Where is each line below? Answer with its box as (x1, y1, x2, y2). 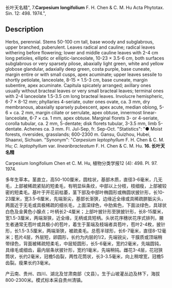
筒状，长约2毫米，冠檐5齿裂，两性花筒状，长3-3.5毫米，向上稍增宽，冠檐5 (5, 253, 164, 259)
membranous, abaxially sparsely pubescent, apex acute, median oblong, (5, 104, 159, 110)
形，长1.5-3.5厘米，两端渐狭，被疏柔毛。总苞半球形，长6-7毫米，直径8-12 (5, 228, 162, 234)
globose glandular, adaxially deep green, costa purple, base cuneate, (5, 66, 151, 72)
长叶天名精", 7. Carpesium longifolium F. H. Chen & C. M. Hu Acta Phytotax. (5, 5, 164, 10)
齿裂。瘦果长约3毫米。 (5, 259, 53, 265)
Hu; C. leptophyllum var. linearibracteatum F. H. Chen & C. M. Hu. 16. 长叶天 (5, 142, 165, 149)
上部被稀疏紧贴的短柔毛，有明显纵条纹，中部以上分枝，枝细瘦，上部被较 (14, 182, 167, 189)
